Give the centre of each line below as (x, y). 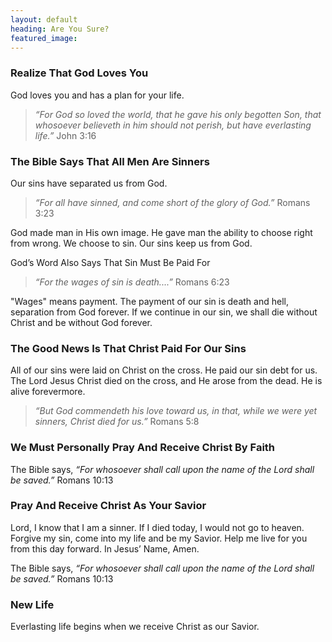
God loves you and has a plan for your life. (97, 95)
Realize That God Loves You (79, 73)
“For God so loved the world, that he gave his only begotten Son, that (178, 114)
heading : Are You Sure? (60, 29)
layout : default (44, 19)
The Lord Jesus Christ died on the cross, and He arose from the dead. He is (166, 381)
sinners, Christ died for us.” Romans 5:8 (117, 422)
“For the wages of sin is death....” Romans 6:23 (132, 282)
